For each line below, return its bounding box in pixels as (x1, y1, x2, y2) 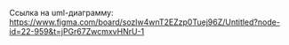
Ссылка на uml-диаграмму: (9, 8, 114, 18)
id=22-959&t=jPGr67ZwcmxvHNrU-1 (9, 26, 145, 36)
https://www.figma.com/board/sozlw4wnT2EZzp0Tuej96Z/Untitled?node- (9, 17, 280, 27)
